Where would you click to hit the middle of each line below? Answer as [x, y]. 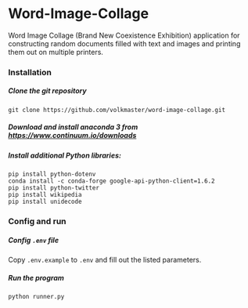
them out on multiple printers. [56, 52]
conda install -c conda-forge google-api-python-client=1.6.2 [111, 181]
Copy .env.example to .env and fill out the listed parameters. [105, 260]
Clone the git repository [48, 91]
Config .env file [34, 240]
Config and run [37, 222]
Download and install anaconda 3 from [73, 127]
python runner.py [36, 297]
